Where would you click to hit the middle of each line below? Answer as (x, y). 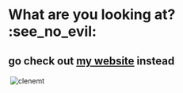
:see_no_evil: (53, 31)
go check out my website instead (91, 61)
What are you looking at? (92, 15)
